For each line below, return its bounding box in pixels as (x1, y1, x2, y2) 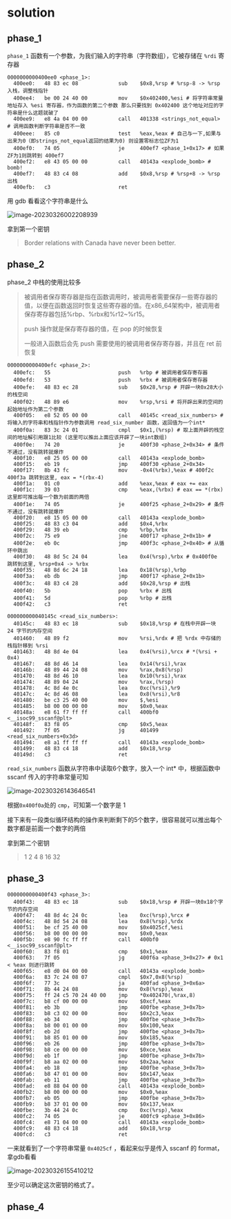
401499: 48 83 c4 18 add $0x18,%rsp (13, 745, 171, 752)
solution (7, 5, 55, 21)
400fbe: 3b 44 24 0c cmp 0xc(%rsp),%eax (13, 1106, 184, 1114)
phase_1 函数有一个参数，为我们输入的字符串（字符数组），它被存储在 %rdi (7, 52, 217, 59)
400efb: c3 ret (13, 184, 128, 191)
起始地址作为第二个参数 (7, 406, 64, 413)
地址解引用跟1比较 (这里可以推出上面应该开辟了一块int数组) (17, 434, 168, 440)
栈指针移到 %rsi (7, 642, 49, 649)
